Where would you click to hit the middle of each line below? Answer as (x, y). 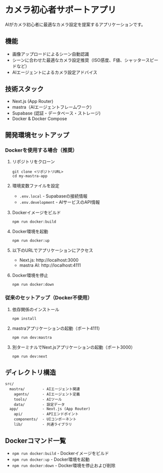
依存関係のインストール (36, 309)
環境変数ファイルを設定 (36, 186)
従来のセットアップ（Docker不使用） (49, 298)
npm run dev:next (30, 356)
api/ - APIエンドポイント (46, 414)
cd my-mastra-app (30, 176)
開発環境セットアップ (37, 135)
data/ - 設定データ (39, 405)
